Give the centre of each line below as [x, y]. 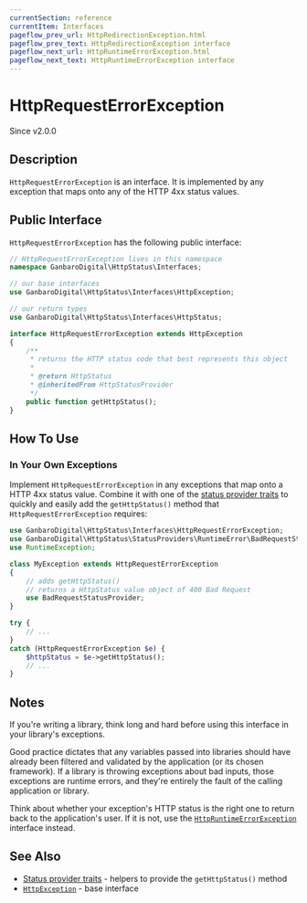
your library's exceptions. [57, 734]
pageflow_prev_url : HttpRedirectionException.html [108, 35]
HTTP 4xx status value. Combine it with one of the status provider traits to [149, 494]
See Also [35, 857]
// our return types [49, 309]
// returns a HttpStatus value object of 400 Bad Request [138, 590]
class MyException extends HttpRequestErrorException [114, 564]
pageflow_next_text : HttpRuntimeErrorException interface [122, 60]
